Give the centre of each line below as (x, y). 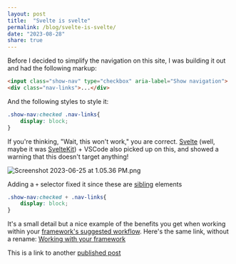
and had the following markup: (52, 68)
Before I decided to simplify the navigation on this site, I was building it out (117, 60)
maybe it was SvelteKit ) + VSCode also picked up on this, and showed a (113, 149)
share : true (25, 41)
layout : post (27, 14)
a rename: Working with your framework (67, 239)
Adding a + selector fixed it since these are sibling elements (95, 184)
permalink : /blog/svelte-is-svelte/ (62, 27)
